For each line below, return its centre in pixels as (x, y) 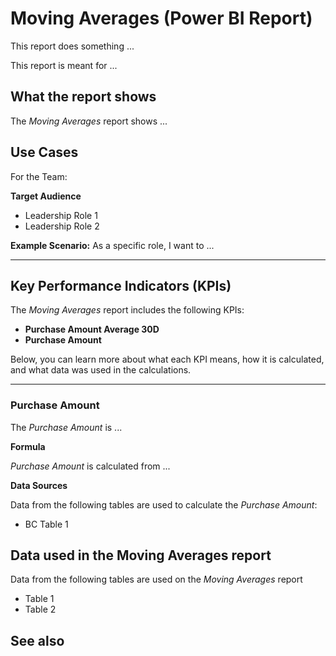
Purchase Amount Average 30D (92, 329)
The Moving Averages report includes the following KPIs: (127, 310)
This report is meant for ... (64, 65)
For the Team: (39, 176)
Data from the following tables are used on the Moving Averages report (156, 579)
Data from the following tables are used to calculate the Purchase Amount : (164, 504)
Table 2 (40, 609)
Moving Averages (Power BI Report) (161, 18)
